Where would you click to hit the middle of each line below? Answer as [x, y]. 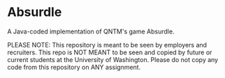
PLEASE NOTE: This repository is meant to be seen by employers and [107, 45]
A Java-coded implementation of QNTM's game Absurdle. [91, 31]
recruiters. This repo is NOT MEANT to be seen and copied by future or [110, 52]
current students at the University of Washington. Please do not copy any [113, 59]
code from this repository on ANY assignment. [74, 67]
